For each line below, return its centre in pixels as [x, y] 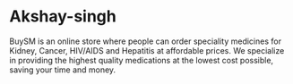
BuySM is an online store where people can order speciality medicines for [146, 41]
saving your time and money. [63, 70]
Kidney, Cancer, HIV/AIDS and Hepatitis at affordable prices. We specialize [147, 50]
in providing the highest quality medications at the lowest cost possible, [142, 60]
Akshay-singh [63, 17]
